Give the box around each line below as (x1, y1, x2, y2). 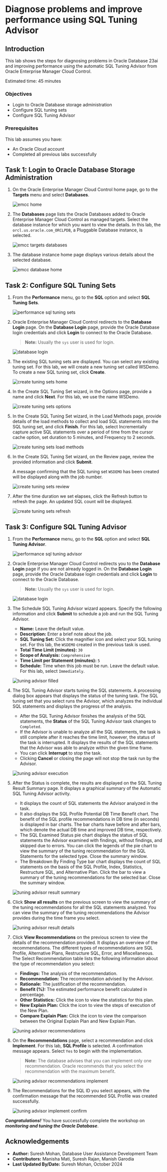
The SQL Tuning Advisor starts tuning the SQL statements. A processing (12, 687, 161, 694)
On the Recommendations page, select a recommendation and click (12, 1037, 154, 1043)
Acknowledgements (5, 1137, 69, 1146)
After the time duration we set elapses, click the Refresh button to (12, 493, 148, 499)
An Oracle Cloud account (12, 146, 65, 152)
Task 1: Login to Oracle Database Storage (5, 166, 136, 174)
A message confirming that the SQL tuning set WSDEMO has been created (12, 469, 160, 475)
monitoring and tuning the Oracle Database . (5, 1123, 99, 1129)
